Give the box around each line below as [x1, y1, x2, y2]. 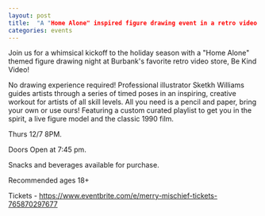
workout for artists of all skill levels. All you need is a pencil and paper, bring [8, 97, 257, 107]
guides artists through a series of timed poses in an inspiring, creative [8, 89, 236, 98]
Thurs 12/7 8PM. [8, 129, 62, 139]
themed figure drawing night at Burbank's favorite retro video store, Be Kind [8, 56, 257, 66]
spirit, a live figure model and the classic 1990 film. [8, 114, 175, 124]
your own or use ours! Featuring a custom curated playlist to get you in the [8, 106, 252, 115]
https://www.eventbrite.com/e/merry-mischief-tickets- [39, 191, 218, 201]
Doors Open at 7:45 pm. [8, 145, 87, 155]
